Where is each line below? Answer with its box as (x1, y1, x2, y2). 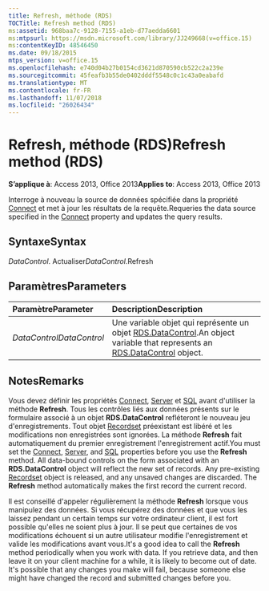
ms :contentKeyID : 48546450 (8, 42, 98, 50)
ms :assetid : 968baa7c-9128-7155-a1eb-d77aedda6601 (8, 26, 181, 34)
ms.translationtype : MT (8, 79, 88, 87)
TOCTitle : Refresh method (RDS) (8, 19, 116, 27)
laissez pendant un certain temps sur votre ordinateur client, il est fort (8, 513, 239, 523)
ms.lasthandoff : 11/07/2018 (8, 94, 102, 102)
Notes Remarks (8, 374, 84, 388)
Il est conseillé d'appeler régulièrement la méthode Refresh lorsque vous (8, 496, 249, 506)
